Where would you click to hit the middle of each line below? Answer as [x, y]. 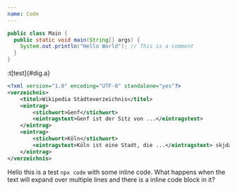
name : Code [23, 14]
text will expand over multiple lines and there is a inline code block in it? [111, 179]
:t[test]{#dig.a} [29, 73]
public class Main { [38, 33]
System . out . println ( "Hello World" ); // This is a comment [107, 47]
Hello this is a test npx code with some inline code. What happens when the [116, 172]
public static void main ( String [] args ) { [77, 40]
